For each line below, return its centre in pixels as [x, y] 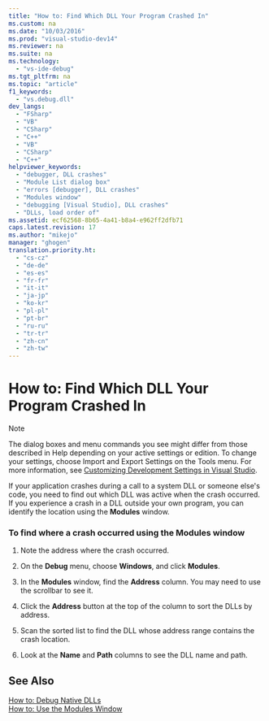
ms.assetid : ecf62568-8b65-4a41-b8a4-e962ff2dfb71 [96, 220]
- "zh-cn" [32, 341]
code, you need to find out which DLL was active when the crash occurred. [134, 495]
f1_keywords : [30, 91]
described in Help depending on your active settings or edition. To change [133, 453]
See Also [31, 681]
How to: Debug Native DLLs [55, 701]
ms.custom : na [33, 24]
